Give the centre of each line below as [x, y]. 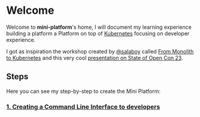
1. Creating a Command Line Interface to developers [83, 107]
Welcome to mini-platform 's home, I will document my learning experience [99, 27]
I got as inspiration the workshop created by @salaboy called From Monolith [100, 51]
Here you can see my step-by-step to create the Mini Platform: [83, 91]
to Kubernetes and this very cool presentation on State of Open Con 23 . [95, 58]
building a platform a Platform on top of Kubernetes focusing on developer [98, 33]
